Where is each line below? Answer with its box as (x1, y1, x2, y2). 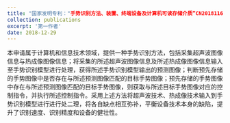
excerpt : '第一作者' (7, 23, 62, 29)
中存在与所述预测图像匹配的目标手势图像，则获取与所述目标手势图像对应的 (7, 83, 217, 91)
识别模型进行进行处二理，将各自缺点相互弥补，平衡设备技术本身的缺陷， (12, 100, 217, 108)
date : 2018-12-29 (7, 29, 57, 36)
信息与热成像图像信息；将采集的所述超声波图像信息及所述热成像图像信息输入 (7, 57, 223, 66)
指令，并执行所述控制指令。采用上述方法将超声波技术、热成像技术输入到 (12, 92, 217, 100)
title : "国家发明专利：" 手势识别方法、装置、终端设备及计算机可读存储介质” (7, 10, 196, 17)
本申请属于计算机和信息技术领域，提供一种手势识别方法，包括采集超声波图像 (7, 49, 223, 57)
